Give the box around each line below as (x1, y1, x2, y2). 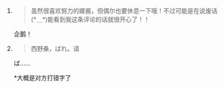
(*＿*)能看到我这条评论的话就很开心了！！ (30, 15, 150, 23)
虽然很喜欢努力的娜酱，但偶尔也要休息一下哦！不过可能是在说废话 (30, 7, 218, 14)
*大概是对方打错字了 (13, 74, 71, 82)
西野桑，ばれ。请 (30, 45, 80, 52)
